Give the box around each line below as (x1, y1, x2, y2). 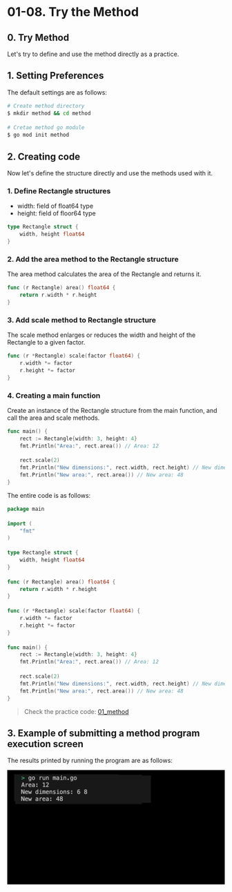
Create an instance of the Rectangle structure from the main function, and (7, 406, 217, 414)
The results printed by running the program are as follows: (7, 757, 173, 765)
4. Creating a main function (7, 391, 101, 400)
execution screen (7, 738, 84, 750)
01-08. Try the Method (7, 4, 139, 20)
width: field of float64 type (17, 202, 94, 211)
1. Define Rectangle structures (7, 186, 111, 195)
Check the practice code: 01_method (23, 707, 129, 715)
